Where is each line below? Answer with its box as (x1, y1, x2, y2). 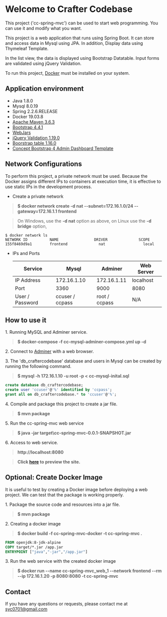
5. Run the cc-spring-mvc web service (5, 420, 84, 426)
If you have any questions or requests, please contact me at (5, 601, 128, 607)
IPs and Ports (12, 250, 40, 256)
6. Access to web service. (5, 440, 58, 445)
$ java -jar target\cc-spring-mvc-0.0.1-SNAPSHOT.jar (17, 430, 131, 436)
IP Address (14, 276, 41, 283)
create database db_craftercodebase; (5, 382, 83, 388)
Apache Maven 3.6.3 (12, 119, 55, 125)
